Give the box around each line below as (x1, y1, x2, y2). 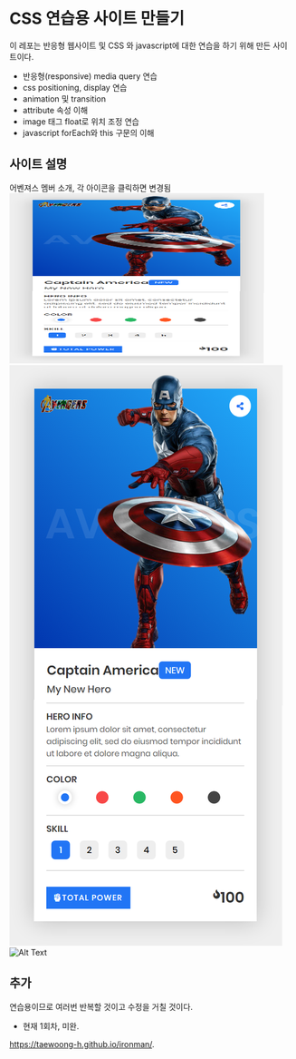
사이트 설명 (9, 156, 68, 172)
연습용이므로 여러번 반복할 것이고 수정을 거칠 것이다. (9, 1001, 193, 1012)
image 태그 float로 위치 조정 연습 (22, 115, 140, 127)
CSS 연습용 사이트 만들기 (9, 8, 186, 29)
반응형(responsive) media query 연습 (22, 70, 158, 82)
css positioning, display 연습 (22, 82, 128, 93)
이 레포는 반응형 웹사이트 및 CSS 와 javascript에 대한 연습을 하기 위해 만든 (9, 40, 272, 51)
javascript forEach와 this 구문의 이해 (22, 127, 155, 138)
